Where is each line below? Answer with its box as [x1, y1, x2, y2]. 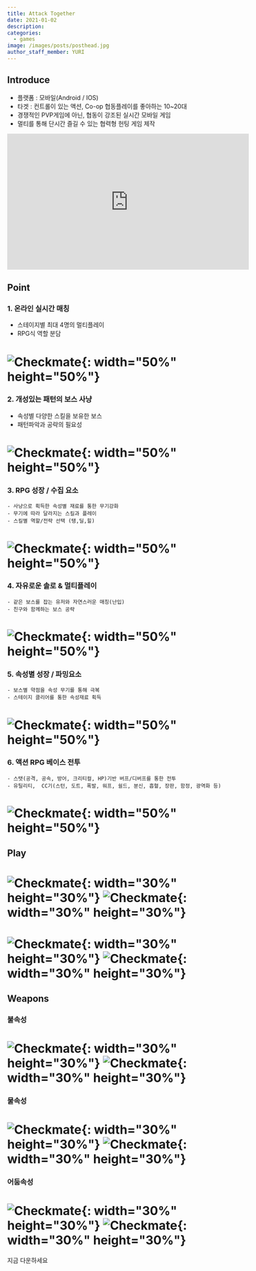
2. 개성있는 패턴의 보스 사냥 [7, 394, 92, 404]
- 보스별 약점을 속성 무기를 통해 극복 [7, 687, 100, 694]
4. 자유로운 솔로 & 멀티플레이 [7, 581, 97, 591]
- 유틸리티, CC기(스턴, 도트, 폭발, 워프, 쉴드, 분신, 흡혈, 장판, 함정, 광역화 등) [7, 782, 221, 790]
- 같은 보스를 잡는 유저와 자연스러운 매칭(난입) [7, 598, 126, 605]
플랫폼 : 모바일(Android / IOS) [17, 93, 99, 102]
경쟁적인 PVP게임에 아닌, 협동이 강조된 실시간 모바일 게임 [17, 111, 171, 119]
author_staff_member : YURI [7, 49, 85, 56]
